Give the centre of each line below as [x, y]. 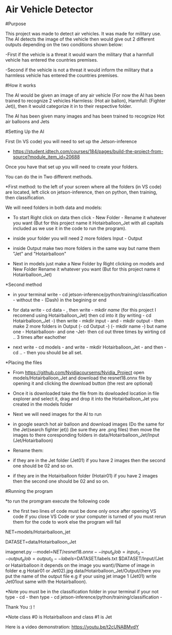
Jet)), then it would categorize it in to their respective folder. [69, 106]
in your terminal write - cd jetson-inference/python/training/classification [90, 294]
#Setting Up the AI [25, 131]
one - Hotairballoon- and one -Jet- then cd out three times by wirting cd [89, 332]
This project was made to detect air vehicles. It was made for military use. [83, 33]
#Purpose [16, 24]
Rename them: [28, 450]
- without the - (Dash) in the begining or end [60, 300]
